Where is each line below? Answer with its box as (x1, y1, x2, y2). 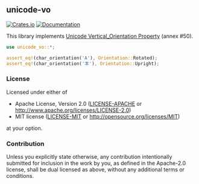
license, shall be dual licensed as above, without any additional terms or (6, 166, 185, 173)
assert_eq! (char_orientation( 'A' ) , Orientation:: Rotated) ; (6, 55, 158, 61)
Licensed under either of (6, 88, 68, 96)
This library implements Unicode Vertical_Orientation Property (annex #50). (6, 32, 194, 40)
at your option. (6, 124, 43, 132)
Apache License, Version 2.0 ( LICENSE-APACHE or (14, 100, 142, 107)
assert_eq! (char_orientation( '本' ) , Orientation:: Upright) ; (6, 60, 160, 67)
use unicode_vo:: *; (6, 44, 55, 50)
